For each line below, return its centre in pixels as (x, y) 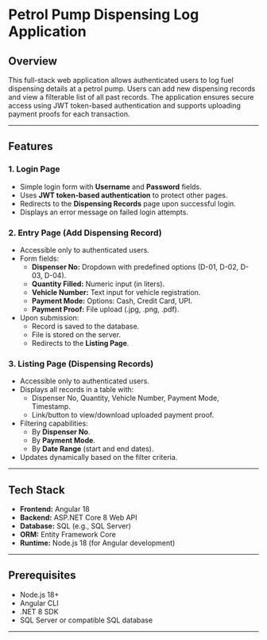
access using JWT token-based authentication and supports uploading (124, 106)
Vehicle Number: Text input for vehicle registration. (116, 292)
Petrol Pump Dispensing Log (104, 15)
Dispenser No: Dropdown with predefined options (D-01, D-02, (135, 267)
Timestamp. (51, 406)
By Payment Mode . (63, 441)
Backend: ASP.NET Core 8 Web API (78, 518)
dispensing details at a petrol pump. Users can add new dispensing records (132, 88)
